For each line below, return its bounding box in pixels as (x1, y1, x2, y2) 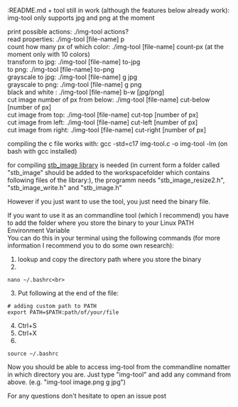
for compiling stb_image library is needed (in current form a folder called (7, 161, 220, 169)
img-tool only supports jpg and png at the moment (7, 14, 155, 22)
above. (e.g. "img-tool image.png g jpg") (7, 378, 126, 386)
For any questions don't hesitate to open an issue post (7, 391, 167, 400)
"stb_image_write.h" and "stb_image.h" (7, 184, 122, 191)
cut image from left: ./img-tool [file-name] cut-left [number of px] (7, 118, 198, 127)
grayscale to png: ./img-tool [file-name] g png (7, 80, 142, 88)
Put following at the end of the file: (17, 289, 119, 297)
